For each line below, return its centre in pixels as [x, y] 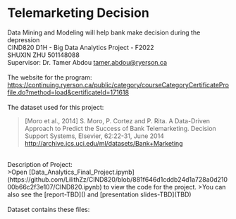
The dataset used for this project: [56, 107]
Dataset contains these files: [49, 209]
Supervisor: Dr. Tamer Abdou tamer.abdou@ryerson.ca [87, 62]
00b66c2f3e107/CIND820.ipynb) [55, 187]
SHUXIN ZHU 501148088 [43, 55]
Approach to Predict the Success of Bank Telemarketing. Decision [120, 128]
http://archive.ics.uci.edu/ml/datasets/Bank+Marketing [104, 143]
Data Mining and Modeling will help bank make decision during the [104, 32]
